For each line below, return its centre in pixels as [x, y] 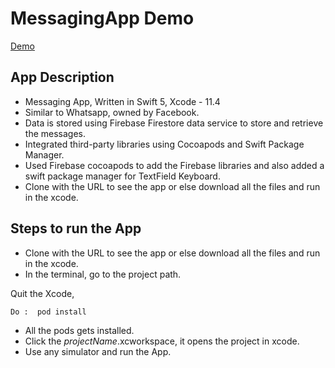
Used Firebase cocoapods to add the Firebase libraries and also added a [174, 165]
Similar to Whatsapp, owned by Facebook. [112, 112]
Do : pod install [48, 312]
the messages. [55, 133]
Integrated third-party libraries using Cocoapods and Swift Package [164, 144]
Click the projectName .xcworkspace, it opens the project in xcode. [162, 341]
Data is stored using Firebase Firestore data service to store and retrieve [174, 123]
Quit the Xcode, [42, 293]
